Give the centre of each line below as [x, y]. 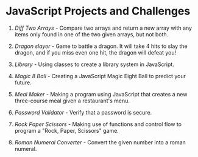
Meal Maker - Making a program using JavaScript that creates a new [101, 94]
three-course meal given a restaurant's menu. [72, 101]
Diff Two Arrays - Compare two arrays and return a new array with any [103, 28]
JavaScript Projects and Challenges [98, 11]
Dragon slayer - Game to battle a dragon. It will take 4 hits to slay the [101, 46]
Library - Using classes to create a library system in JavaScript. [94, 64]
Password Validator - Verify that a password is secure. [83, 112]
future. [23, 82]
